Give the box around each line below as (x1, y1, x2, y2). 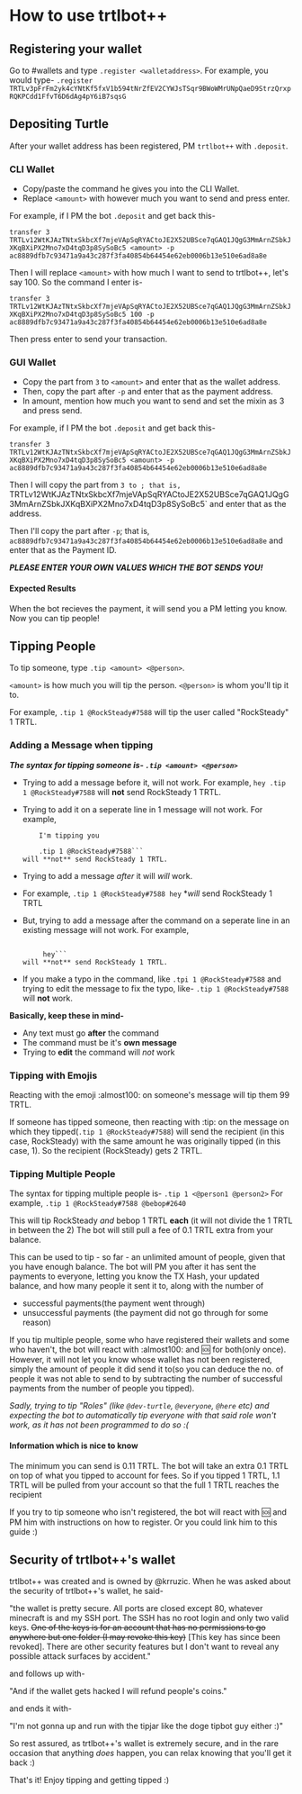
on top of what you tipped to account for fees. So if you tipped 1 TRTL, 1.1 (9, 1470, 280, 1481)
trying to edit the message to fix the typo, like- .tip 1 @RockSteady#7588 (22, 983, 289, 993)
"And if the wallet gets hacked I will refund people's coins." (9, 1686, 227, 1697)
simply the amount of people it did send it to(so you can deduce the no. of (9, 1364, 284, 1374)
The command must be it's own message (22, 1037, 177, 1047)
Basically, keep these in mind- (9, 1010, 124, 1020)
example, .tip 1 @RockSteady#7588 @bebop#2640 (9, 1198, 187, 1209)
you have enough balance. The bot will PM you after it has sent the (9, 1262, 257, 1273)
